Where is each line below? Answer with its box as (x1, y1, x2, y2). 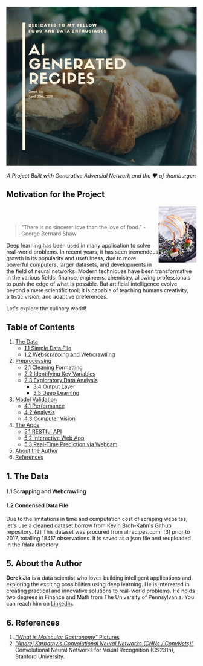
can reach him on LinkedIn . (6, 600, 74, 607)
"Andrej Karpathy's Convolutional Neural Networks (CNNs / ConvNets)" (14, 640, 195, 647)
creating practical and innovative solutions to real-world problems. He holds (6, 587, 195, 595)
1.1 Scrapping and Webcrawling (6, 488, 86, 495)
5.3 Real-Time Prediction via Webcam (24, 441, 118, 448)
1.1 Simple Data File (24, 345, 72, 352)
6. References (6, 617, 60, 628)
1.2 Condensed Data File (6, 502, 68, 509)
